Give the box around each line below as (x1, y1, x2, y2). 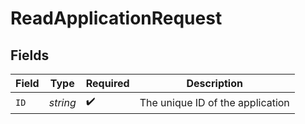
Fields (10, 47, 50, 64)
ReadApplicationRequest (10, 7, 223, 30)
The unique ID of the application (139, 95, 290, 109)
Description (186, 77, 243, 90)
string (48, 95, 77, 109)
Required (85, 77, 130, 90)
